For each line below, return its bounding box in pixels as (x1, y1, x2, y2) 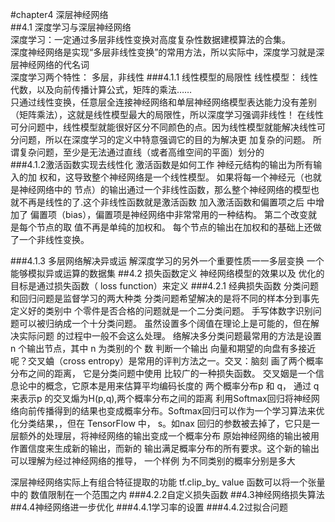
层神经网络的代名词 (10, 59, 90, 70)
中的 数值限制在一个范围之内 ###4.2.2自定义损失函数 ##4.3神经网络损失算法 (10, 489, 325, 500)
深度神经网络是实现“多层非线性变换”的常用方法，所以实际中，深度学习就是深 (10, 46, 325, 58)
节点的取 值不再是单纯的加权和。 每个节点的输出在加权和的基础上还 (36, 221, 313, 233)
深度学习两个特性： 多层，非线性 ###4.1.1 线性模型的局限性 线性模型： (10, 71, 298, 83)
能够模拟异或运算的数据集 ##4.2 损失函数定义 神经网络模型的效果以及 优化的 (10, 268, 325, 279)
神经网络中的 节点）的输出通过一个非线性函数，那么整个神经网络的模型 (18, 184, 311, 195)
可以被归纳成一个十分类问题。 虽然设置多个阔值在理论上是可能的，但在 (18, 318, 311, 329)
